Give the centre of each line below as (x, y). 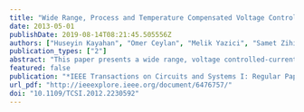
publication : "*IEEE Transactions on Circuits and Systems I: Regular (145, 77)
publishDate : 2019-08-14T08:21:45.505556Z (90, 34)
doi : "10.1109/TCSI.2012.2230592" (75, 93)
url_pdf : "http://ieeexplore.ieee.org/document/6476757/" (121, 85)
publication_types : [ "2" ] (58, 51)
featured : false (40, 69)
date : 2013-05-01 (42, 26)
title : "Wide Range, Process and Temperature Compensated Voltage (137, 18)
